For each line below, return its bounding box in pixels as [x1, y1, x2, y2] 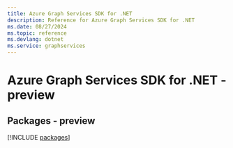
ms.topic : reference [7, 29, 68, 37]
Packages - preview [7, 115, 96, 126]
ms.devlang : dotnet [7, 36, 64, 43]
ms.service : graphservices [7, 42, 86, 49]
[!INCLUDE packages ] [7, 133, 70, 141]
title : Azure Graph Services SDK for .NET [7, 10, 133, 17]
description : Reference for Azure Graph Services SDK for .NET [7, 17, 195, 24]
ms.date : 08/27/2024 [7, 23, 68, 30]
